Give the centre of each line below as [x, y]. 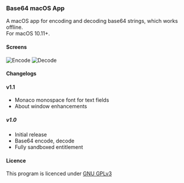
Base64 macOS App [35, 8]
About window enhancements [51, 107]
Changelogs [21, 74]
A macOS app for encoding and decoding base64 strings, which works [92, 21]
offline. [15, 27]
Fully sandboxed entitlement [49, 147]
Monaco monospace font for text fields [62, 100]
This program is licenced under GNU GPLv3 [59, 174]
